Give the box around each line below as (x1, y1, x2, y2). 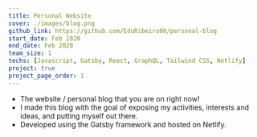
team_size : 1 (8, 49, 52, 57)
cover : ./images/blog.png (8, 19, 95, 27)
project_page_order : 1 (8, 72, 84, 80)
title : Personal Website (8, 11, 92, 20)
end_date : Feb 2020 (8, 42, 74, 50)
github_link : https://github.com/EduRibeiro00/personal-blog (8, 27, 218, 35)
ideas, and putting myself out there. (19, 110, 138, 121)
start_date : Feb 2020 (8, 34, 81, 43)
